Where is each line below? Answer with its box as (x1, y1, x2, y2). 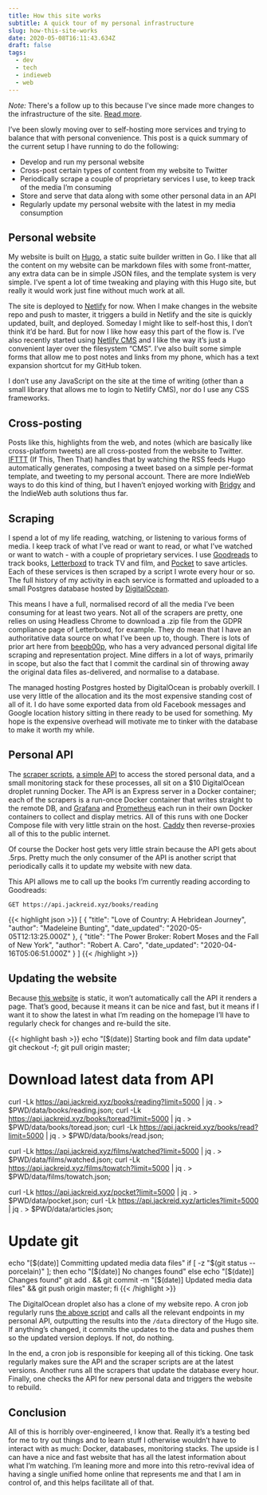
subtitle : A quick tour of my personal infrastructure (8, 19, 194, 27)
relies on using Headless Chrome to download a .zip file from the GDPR (8, 616, 242, 625)
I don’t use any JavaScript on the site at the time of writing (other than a (8, 376, 245, 386)
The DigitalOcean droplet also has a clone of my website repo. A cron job (8, 1299, 249, 1309)
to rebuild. (8, 1382, 42, 1392)
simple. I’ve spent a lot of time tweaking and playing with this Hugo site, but (8, 277, 257, 287)
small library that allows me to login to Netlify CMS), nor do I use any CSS (8, 385, 249, 395)
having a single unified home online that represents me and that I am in (8, 1469, 241, 1479)
